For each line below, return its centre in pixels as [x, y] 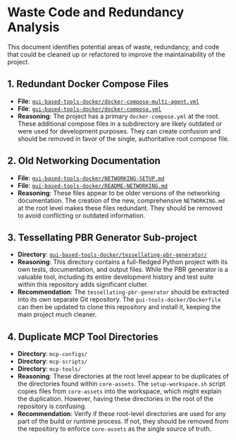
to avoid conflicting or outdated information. [81, 215]
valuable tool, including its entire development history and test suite [116, 277]
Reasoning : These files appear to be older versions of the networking [119, 193]
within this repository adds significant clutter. [83, 285]
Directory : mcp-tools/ [49, 369]
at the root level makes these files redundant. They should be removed [120, 208]
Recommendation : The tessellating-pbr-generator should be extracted [123, 292]
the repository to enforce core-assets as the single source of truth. [114, 429]
